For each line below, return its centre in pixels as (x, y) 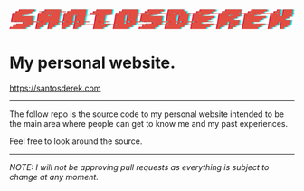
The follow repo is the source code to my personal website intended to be (147, 114)
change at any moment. (54, 177)
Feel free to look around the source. (76, 141)
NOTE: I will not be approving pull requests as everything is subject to (139, 167)
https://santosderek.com (55, 88)
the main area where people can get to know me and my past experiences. (149, 124)
